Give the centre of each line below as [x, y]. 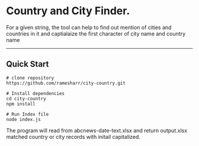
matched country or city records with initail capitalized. [73, 137]
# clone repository [30, 78]
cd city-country [26, 99]
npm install [21, 104]
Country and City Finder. [68, 11]
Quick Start [28, 64]
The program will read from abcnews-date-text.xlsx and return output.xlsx [97, 130]
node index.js [24, 119]
